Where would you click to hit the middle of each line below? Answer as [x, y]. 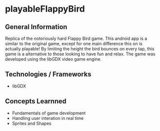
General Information [36, 27]
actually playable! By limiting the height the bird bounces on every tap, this [80, 49]
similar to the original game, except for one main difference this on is [74, 44]
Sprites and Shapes [32, 123]
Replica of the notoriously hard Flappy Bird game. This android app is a [76, 38]
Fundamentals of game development [49, 113]
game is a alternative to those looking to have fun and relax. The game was [80, 54]
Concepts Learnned [36, 101]
